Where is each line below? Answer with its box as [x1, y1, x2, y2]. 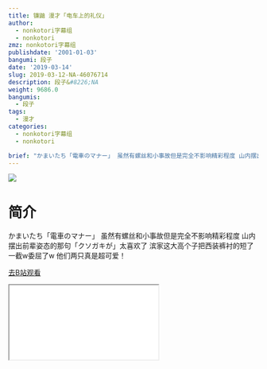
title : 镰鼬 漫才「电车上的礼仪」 [8, 11, 108, 20]
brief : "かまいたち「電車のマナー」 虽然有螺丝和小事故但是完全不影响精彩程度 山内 [8, 152, 251, 160]
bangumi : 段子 [8, 56, 53, 64]
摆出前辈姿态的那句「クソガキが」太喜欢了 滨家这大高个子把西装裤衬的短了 [8, 241, 254, 251]
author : [8, 19, 34, 27]
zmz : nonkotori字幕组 [8, 41, 76, 49]
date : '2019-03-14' [8, 64, 73, 72]
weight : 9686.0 [8, 85, 59, 94]
